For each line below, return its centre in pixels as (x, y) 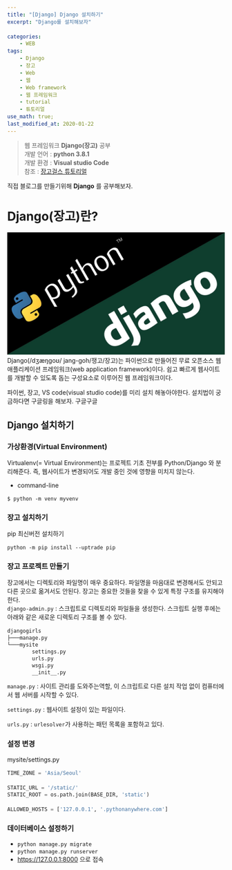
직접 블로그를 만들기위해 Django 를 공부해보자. (70, 186)
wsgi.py (43, 666)
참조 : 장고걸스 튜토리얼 (56, 171)
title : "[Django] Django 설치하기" (55, 15)
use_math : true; (30, 117)
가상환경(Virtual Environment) (57, 446)
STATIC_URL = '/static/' (43, 788)
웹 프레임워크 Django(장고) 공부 (67, 145)
